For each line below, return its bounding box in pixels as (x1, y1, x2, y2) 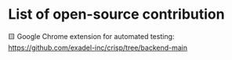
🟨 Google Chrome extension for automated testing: (8, 31, 175, 41)
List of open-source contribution (8, 5, 225, 23)
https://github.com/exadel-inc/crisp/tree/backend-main (8, 43, 188, 52)
